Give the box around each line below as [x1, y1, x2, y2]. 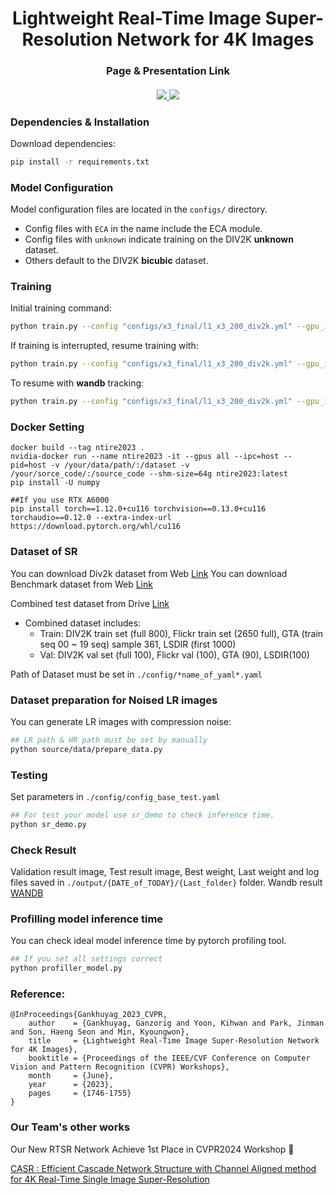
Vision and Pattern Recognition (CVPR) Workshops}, [10, 1062, 230, 1072]
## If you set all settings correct [10, 954, 163, 964]
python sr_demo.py [10, 819, 87, 829]
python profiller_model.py [10, 963, 123, 974]
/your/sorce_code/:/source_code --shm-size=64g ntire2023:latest [10, 469, 288, 479]
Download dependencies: [10, 138, 116, 149]
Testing [10, 768, 48, 782]
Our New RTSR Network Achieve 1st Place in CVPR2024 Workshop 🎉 [10, 1143, 295, 1155]
